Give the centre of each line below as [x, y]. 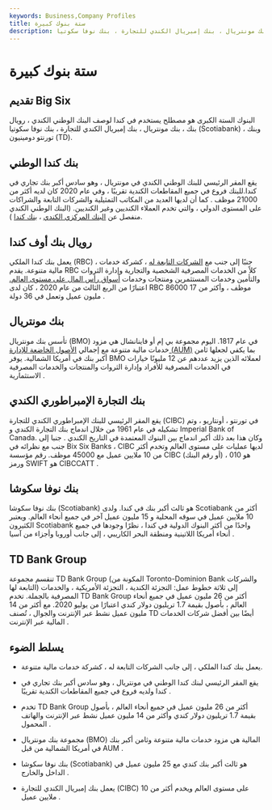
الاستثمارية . [27, 375]
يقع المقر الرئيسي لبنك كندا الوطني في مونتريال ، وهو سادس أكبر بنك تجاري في [140, 683]
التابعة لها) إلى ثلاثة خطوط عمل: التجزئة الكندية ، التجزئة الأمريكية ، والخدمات [123, 587]
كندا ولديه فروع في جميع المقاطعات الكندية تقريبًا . [96, 691]
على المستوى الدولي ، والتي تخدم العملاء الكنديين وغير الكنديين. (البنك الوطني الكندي [136, 208]
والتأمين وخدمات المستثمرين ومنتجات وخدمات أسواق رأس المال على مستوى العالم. [135, 279]
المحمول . [36, 724]
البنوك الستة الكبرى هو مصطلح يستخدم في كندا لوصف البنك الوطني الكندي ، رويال [132, 120]
